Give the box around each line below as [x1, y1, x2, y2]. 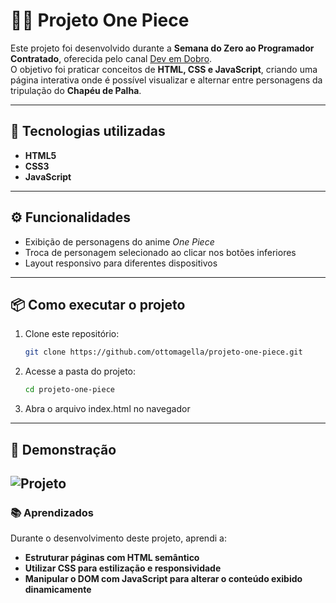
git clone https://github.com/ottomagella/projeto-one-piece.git [24, 347, 303, 358]
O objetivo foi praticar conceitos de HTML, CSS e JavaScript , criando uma [10, 63, 318, 75]
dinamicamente [24, 584, 92, 596]
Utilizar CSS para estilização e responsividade [24, 562, 222, 574]
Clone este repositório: [24, 328, 120, 340]
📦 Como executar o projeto [10, 296, 186, 313]
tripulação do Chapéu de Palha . [10, 84, 142, 96]
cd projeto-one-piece [24, 385, 115, 395]
